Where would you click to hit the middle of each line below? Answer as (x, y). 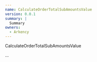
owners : (13, 28)
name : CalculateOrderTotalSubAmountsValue (48, 9)
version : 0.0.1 (20, 14)
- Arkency (19, 32)
